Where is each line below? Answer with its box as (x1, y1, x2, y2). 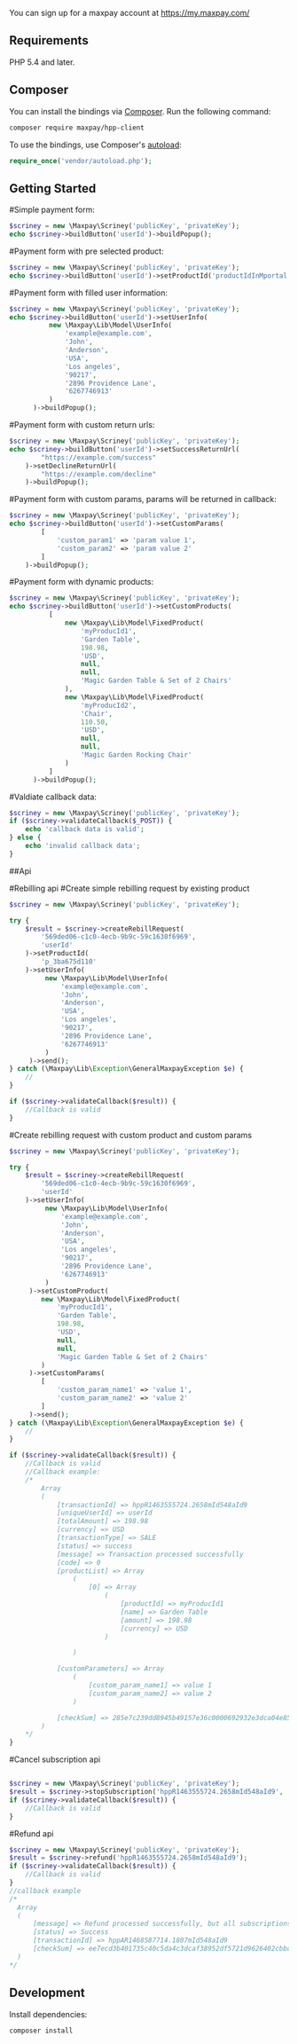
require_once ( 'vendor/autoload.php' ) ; (9, 156, 153, 165)
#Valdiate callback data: (9, 791, 98, 802)
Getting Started (9, 181, 97, 196)
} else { (9, 833, 42, 842)
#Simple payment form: (9, 204, 95, 216)
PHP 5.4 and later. (9, 57, 75, 67)
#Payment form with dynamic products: (9, 577, 153, 587)
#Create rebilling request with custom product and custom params (9, 1129, 253, 1140)
